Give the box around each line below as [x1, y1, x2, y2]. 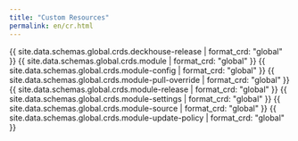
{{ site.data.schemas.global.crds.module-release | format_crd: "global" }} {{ [9, 84, 287, 95]
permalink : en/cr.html [9, 21, 94, 30]
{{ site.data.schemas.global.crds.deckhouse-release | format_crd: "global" [9, 46, 283, 56]
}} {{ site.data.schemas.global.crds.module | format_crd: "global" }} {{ [9, 55, 266, 66]
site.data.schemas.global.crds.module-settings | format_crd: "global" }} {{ [9, 93, 281, 104]
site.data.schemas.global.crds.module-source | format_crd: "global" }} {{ [9, 103, 277, 113]
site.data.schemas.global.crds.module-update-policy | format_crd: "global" [9, 112, 286, 123]
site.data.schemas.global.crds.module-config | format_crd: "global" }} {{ [9, 64, 275, 76]
